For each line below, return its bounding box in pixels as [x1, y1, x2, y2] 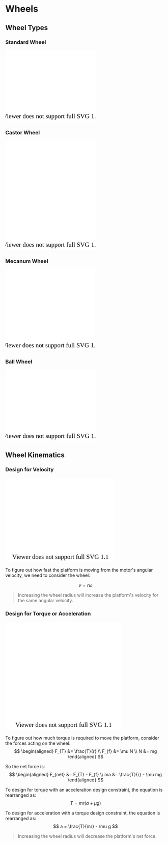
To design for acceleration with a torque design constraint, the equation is [5, 810, 160, 816]
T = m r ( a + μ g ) [70, 800, 101, 806]
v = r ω [78, 582, 93, 588]
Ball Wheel [5, 358, 33, 365]
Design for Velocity [5, 466, 54, 473]
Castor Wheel [5, 129, 40, 136]
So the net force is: [5, 763, 45, 769]
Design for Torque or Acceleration [5, 610, 91, 617]
